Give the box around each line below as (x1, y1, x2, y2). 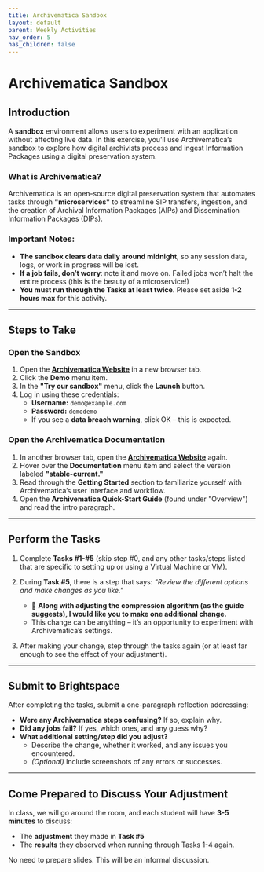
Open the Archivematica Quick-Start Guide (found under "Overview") (19, 494, 249, 504)
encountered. (31, 749, 75, 758)
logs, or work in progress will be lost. (19, 260, 139, 269)
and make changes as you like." (19, 585, 124, 595)
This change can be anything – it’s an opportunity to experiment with (31, 617, 254, 627)
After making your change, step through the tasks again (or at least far (19, 641, 247, 650)
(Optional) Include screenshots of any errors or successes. (31, 757, 222, 767)
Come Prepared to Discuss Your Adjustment (8, 787, 229, 801)
